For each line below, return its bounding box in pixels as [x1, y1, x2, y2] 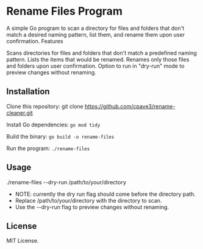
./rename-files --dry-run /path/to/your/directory [6, 178, 127, 186]
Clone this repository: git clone [6, 103, 84, 110]
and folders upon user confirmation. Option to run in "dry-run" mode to [6, 62, 185, 70]
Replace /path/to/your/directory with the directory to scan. [15, 197, 162, 204]
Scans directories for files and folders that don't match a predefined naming [6, 49, 197, 56]
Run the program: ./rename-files [6, 145, 90, 152]
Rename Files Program [6, 4, 123, 18]
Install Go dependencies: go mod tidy [6, 121, 101, 128]
